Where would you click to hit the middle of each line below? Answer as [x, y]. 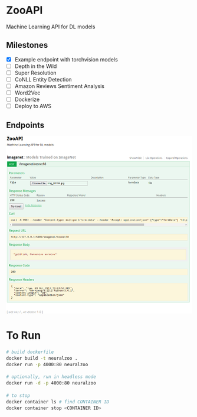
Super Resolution [36, 73]
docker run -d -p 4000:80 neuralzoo [51, 383]
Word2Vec [27, 93]
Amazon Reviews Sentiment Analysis [60, 86]
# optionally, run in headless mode [51, 377]
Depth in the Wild [36, 66]
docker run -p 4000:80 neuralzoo [47, 364]
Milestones [27, 45]
